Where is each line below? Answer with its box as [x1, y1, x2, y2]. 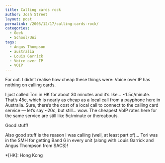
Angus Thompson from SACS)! [5, 143, 68, 149]
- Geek [9, 30, 23, 35]
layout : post [5, 16, 32, 21]
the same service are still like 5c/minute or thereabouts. [5, 113, 119, 119]
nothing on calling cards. [5, 82, 56, 88]
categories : [5, 26, 30, 31]
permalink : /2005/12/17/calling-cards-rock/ [5, 21, 99, 26]
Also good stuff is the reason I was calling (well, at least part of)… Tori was [5, 132, 158, 138]
